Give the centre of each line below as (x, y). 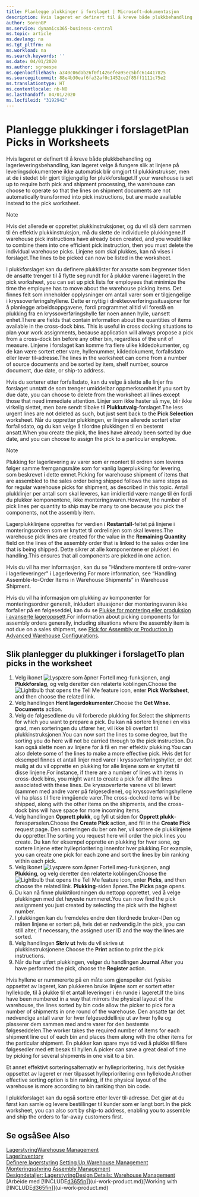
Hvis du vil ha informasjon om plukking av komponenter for (78, 597)
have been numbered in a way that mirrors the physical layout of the (90, 999)
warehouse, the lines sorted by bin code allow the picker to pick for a (91, 1005)
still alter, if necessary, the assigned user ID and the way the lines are (99, 930)
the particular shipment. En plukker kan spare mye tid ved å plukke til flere (97, 1043)
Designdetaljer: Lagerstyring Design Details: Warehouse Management (91, 1175)
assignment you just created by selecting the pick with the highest (96, 905)
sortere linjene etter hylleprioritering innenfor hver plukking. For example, (103, 848)
